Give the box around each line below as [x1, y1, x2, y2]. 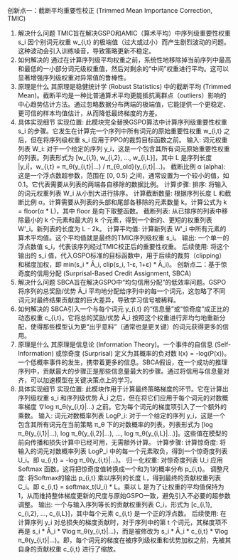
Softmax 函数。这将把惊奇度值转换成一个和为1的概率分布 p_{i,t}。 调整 [17, 465, 223, 473]
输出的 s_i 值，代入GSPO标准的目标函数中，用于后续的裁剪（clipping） [17, 251, 226, 260]
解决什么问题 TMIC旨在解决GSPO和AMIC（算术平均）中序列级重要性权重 [17, 29, 231, 37]
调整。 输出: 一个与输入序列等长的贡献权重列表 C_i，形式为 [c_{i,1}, [17, 500, 212, 509]
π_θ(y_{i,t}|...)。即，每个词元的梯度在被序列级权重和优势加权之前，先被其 [17, 536, 232, 544]
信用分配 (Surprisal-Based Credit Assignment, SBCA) [36, 269, 192, 278]
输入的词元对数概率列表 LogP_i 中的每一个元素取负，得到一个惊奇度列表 [17, 447, 228, 455]
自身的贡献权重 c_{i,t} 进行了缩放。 [17, 545, 119, 553]
